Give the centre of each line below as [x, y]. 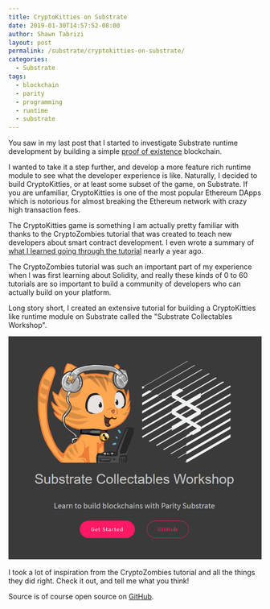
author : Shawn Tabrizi [46, 34]
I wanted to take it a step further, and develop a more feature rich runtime [130, 167]
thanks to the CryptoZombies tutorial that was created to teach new [120, 234]
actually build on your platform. [60, 292]
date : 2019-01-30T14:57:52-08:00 [64, 25]
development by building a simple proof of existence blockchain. [115, 151]
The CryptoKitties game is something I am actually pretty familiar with [124, 226]
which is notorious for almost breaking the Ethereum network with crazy [128, 201]
